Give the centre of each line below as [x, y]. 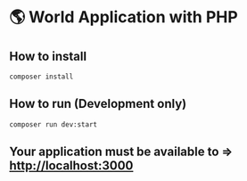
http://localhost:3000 [71, 166]
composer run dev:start [54, 124]
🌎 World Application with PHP [123, 17]
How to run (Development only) [98, 104]
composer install [41, 77]
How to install [48, 56]
